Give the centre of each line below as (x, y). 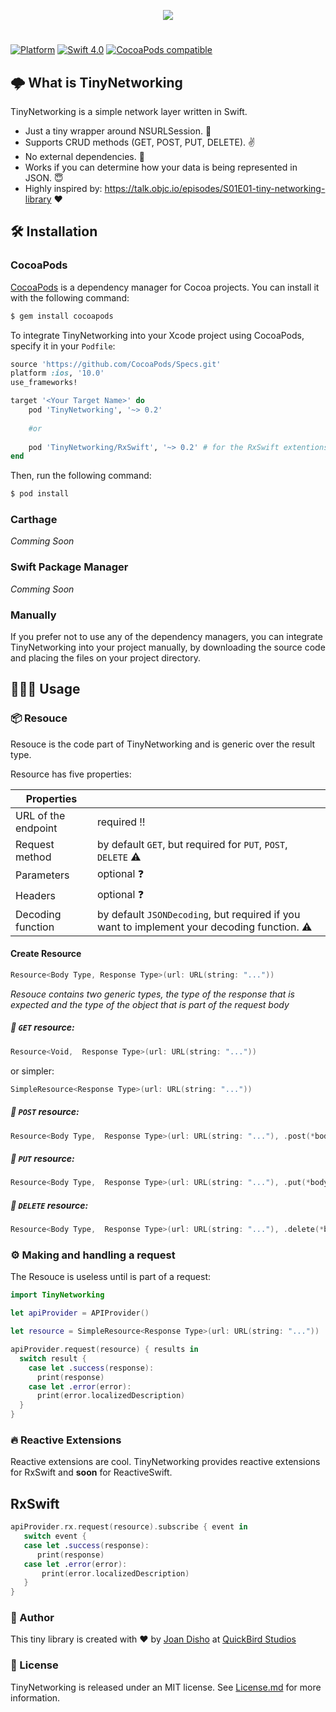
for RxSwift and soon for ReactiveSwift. (91, 1472)
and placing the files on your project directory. (105, 658)
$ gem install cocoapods (62, 316)
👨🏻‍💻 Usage (45, 689)
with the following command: (70, 297)
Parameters (42, 875)
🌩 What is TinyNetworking (96, 82)
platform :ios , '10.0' (57, 373)
